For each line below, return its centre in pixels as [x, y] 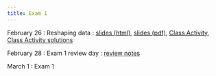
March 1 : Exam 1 [31, 66]
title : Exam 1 [27, 13]
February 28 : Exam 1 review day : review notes [74, 53]
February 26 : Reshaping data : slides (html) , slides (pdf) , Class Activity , [108, 33]
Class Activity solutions [40, 40]
